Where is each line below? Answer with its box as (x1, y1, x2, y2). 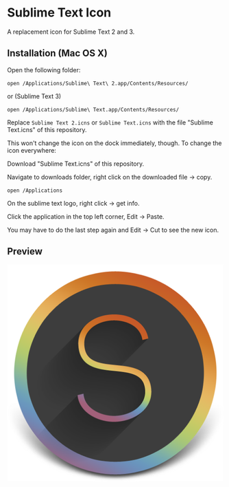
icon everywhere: (7, 146, 57, 154)
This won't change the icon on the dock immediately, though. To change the (7, 139, 222, 147)
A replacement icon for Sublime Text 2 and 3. (7, 28, 135, 36)
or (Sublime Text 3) (7, 91, 62, 100)
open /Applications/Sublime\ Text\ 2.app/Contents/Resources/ (7, 80, 189, 87)
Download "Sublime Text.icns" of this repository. (7, 160, 145, 168)
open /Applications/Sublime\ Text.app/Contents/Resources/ (7, 106, 180, 113)
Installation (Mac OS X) (7, 47, 108, 59)
